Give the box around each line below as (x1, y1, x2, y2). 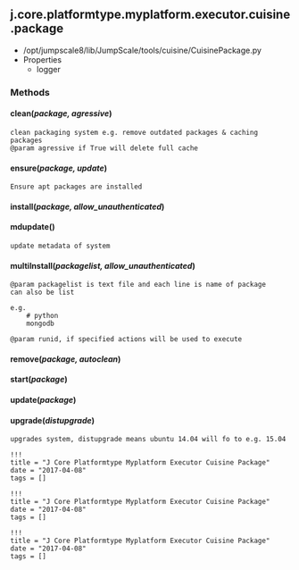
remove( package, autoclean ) (10, 353, 121, 365)
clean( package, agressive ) (10, 108, 112, 119)
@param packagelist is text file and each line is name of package (10, 281, 267, 289)
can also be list (10, 288, 75, 298)
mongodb (26, 319, 54, 329)
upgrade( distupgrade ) (10, 415, 96, 425)
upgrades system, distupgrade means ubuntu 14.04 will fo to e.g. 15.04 (10, 435, 287, 444)
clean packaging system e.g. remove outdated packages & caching (10, 128, 258, 137)
